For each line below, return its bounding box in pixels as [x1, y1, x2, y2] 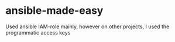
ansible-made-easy [5, 4, 104, 17]
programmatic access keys [5, 29, 71, 36]
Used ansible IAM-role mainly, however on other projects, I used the [5, 23, 170, 30]
